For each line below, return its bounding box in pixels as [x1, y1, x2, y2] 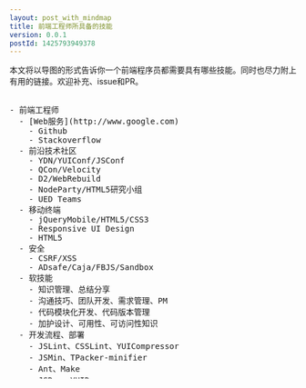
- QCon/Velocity [28, 164, 102, 175]
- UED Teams [28, 194, 82, 204]
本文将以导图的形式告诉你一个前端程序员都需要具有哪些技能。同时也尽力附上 [9, 65, 297, 75]
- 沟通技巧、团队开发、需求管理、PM [28, 296, 168, 306]
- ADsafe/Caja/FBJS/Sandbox [28, 263, 154, 273]
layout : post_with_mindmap [9, 13, 112, 23]
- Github [28, 126, 68, 136]
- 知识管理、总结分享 [28, 284, 111, 295]
